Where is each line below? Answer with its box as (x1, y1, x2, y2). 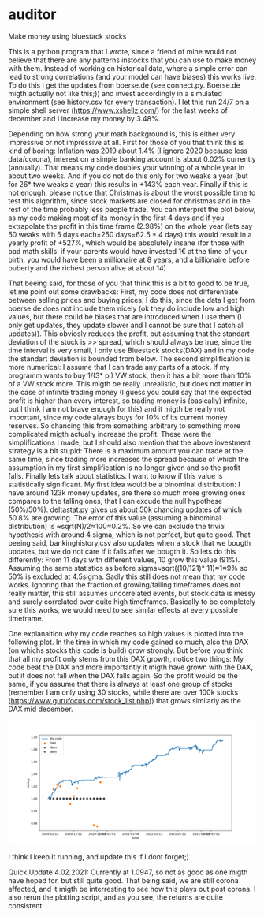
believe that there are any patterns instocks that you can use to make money (8, 55, 257, 65)
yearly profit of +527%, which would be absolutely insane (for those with (8, 238, 245, 248)
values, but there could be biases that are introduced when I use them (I (8, 311, 242, 321)
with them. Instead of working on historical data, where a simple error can (8, 63, 248, 73)
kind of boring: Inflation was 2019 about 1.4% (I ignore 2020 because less (8, 146, 248, 155)
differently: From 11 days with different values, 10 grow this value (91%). (8, 554, 240, 565)
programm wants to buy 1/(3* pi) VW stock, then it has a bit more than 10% (8, 371, 251, 380)
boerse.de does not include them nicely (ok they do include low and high (8, 304, 245, 313)
